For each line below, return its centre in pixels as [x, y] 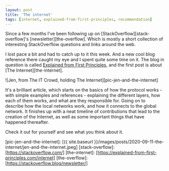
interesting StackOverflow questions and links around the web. [71, 45]
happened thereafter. [27, 122]
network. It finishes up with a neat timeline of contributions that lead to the [83, 111]
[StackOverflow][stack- [125, 34]
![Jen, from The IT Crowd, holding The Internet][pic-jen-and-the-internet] [82, 80]
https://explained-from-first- [127, 153]
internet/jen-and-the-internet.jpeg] [42, 147]
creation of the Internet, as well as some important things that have [75, 117]
